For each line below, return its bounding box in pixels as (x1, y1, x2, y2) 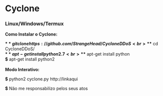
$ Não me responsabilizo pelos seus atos (5, 86, 88, 92)
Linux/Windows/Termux (5, 20, 64, 27)
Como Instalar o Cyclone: (5, 31, 58, 37)
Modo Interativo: (5, 67, 40, 73)
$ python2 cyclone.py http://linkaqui (5, 76, 78, 82)
